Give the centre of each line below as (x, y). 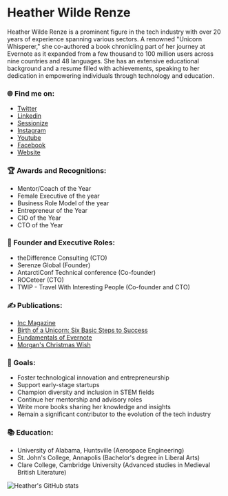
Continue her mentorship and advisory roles (80, 400)
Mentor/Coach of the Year (54, 188)
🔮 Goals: (21, 363)
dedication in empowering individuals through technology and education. (111, 75)
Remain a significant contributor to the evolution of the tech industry (114, 414)
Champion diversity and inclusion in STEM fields (86, 392)
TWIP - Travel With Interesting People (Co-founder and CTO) (104, 287)
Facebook (31, 145)
